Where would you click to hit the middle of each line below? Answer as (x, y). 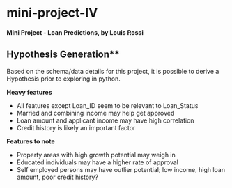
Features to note (31, 141)
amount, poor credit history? (57, 177)
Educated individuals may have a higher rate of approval (97, 162)
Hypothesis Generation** (63, 55)
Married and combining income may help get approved (95, 113)
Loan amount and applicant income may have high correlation (105, 120)
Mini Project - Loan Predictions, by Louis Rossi (75, 32)
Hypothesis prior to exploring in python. (64, 79)
